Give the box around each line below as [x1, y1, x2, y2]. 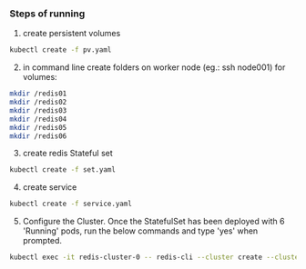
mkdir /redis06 [9, 131, 67, 141]
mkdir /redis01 [9, 89, 67, 98]
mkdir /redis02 [9, 98, 67, 107]
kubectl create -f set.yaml [9, 165, 117, 174]
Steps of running [9, 7, 86, 20]
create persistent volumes [22, 28, 121, 39]
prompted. [22, 235, 62, 246]
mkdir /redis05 [9, 123, 67, 132]
